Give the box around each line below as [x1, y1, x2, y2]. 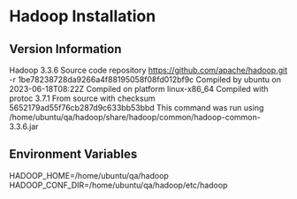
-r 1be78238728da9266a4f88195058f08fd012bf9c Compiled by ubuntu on [9, 74, 281, 85]
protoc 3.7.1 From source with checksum [9, 93, 156, 103]
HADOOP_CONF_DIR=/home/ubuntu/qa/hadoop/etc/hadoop [9, 180, 228, 190]
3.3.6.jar [9, 121, 39, 132]
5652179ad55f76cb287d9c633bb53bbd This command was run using [9, 103, 264, 112]
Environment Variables [9, 147, 138, 162]
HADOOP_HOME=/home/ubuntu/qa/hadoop [9, 170, 170, 180]
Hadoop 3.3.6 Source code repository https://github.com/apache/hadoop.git [9, 65, 288, 75]
